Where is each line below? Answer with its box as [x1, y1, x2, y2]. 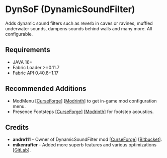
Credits [5, 123, 29, 132]
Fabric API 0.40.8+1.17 [12, 70, 59, 76]
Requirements [5, 45, 50, 54]
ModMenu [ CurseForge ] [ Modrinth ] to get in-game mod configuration [12, 97, 157, 104]
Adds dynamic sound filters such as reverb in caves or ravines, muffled [5, 20, 153, 26]
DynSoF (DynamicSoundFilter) [5, 4, 135, 15]
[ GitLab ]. [12, 147, 31, 153]
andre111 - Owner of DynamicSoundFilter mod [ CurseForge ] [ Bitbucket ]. [12, 136, 162, 142]
